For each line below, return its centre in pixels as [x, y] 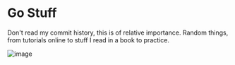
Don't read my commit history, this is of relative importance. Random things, [118, 32]
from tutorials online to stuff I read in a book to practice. [88, 40]
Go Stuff [32, 13]
